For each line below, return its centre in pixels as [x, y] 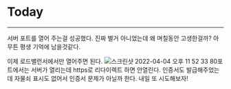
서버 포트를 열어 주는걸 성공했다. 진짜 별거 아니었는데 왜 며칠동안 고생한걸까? [109, 38]
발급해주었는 [203, 70]
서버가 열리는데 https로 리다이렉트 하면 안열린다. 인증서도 [108, 70]
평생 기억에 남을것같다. [50, 47]
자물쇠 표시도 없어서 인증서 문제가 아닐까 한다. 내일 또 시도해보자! [101, 78]
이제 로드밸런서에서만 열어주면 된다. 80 [112, 61]
